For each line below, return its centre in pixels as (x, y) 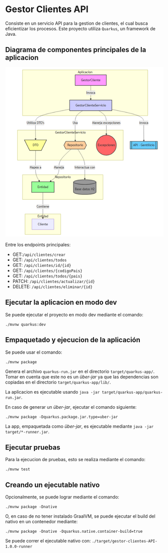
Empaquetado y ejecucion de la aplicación (73, 340)
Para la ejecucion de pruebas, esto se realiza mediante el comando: (75, 460)
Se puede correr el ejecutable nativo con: (48, 541)
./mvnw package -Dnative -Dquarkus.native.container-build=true (74, 532)
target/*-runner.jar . (27, 431)
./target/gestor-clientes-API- (124, 541)
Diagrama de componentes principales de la (76, 50)
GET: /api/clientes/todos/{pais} (48, 275)
